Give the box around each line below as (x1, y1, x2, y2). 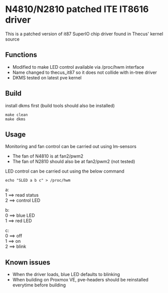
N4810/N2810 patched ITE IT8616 (5, 4, 149, 15)
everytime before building (12, 282, 66, 288)
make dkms (5, 116, 26, 121)
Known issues (5, 258, 51, 266)
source (5, 36, 20, 42)
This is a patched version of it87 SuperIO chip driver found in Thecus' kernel (5, 31, 163, 37)
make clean (5, 112, 28, 117)
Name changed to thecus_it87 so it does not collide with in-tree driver (12, 69, 157, 75)
